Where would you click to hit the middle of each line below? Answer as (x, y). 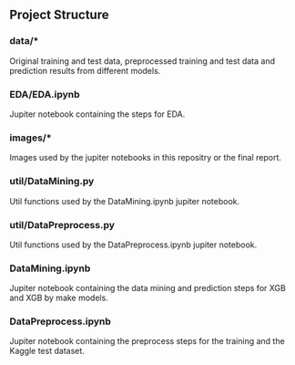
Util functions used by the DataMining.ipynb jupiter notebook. (125, 201)
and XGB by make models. (59, 298)
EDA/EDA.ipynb (45, 94)
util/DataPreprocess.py (62, 224)
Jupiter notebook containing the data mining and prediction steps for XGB (148, 288)
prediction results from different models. (85, 70)
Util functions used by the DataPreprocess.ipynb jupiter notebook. (133, 245)
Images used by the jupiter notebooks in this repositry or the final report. (146, 158)
